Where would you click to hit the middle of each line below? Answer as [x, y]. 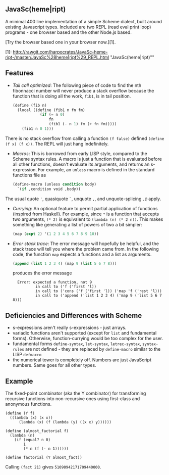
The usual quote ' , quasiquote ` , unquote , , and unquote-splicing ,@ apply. [83, 199]
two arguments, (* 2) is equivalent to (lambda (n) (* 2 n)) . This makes [88, 219]
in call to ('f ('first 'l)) [66, 287]
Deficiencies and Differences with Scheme [74, 316]
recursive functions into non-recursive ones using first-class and [73, 399]
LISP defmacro [27, 355]
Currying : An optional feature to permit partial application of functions [85, 208]
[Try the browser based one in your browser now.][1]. [61, 42]
